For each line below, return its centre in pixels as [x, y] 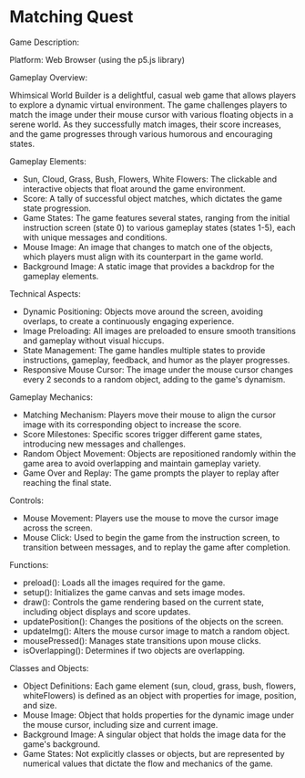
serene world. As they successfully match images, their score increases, [146, 124]
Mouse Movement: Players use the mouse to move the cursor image [151, 518]
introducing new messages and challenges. [104, 444]
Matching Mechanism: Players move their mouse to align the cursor [149, 415]
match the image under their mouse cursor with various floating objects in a [152, 114]
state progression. [56, 208]
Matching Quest [71, 17]
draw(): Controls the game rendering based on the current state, [143, 602]
